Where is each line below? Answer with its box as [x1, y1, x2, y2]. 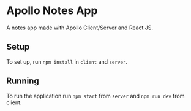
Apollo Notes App [6, 4, 98, 18]
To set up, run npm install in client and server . [6, 58, 127, 65]
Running [6, 76, 40, 86]
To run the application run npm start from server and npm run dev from [6, 92, 185, 99]
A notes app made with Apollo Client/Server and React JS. [6, 24, 154, 31]
